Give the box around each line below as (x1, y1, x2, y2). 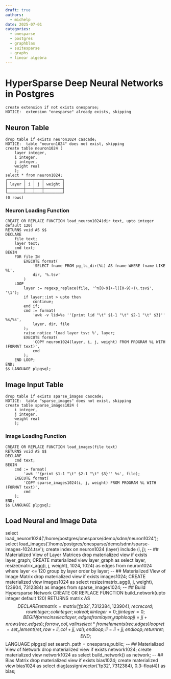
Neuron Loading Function (5, 207, 70, 214)
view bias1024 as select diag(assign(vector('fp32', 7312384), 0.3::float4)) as (5, 663, 166, 669)
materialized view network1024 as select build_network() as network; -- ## (5, 651, 163, 658)
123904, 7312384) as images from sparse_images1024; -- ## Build (5, 584, 146, 590)
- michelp (10, 17, 31, 22)
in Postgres (5, 88, 55, 100)
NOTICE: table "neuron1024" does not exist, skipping (5, 141, 125, 146)
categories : (5, 27, 31, 32)
